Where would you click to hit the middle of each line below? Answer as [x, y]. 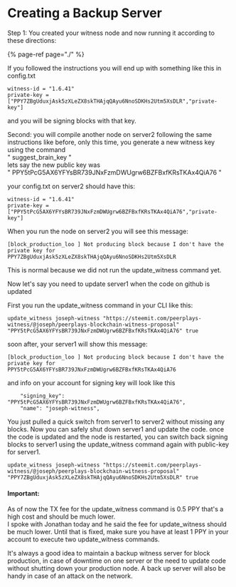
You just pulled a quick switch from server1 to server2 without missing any [116, 422]
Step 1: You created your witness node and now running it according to [111, 33]
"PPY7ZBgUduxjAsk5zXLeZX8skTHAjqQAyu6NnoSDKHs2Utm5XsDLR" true [103, 477]
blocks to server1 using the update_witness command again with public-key [118, 444]
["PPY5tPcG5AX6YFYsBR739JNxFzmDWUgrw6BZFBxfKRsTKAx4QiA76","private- [113, 212]
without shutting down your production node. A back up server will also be [117, 568]
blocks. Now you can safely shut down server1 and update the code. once [116, 429]
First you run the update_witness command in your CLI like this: [100, 305]
